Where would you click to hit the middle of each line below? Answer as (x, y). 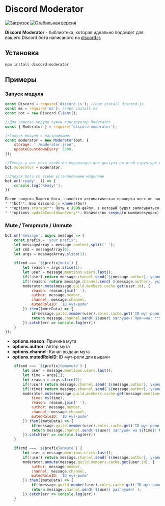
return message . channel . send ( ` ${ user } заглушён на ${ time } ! (94, 430)
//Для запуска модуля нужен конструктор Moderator (58, 122)
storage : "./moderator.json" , (45, 145)
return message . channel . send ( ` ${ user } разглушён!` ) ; (86, 490)
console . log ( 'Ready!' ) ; (38, 185)
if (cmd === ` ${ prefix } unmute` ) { (48, 448)
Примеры (21, 80)
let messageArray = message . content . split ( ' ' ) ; (65, 245)
